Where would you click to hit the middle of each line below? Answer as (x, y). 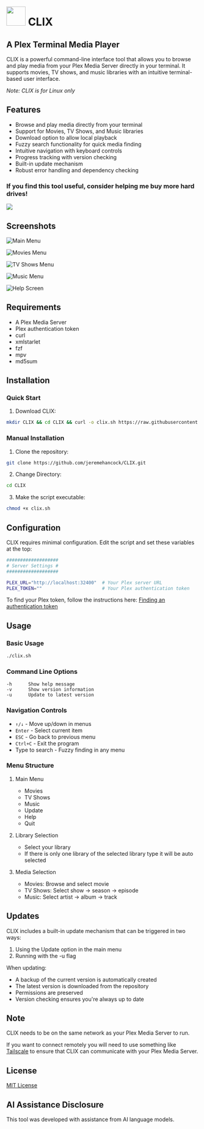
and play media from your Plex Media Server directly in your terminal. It (96, 66)
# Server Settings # (33, 566)
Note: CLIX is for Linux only (41, 91)
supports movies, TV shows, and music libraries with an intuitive (87, 72)
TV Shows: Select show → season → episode (81, 890)
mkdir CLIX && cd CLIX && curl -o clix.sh (61, 423)
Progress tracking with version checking (66, 157)
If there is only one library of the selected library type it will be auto (109, 853)
